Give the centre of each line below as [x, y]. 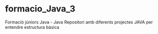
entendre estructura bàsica [32, 27]
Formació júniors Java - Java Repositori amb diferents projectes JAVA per [79, 22]
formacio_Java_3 [40, 9]
